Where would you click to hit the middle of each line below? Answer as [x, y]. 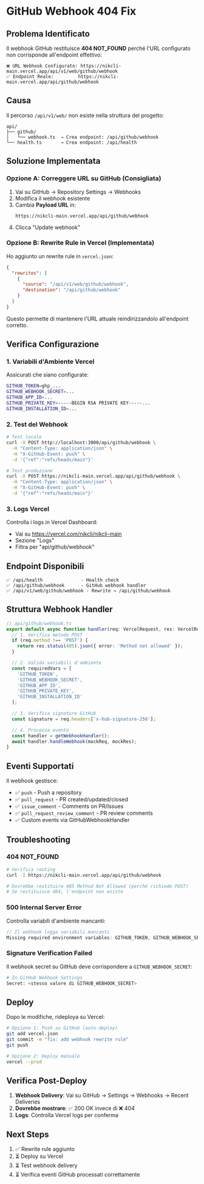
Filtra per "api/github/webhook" [55, 547]
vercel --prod [24, 1062]
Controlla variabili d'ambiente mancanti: [56, 921]
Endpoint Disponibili [45, 566]
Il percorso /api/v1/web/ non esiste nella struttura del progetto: [85, 115]
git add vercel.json [32, 1034]
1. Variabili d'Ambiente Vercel [50, 362]
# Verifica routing [31, 870]
